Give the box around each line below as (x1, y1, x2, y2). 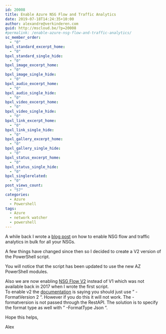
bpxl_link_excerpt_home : (5, 118, 56, 123)
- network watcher (9, 215, 48, 220)
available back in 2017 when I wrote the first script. (5, 283, 109, 289)
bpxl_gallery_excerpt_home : (5, 137, 63, 142)
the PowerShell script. (5, 253, 51, 259)
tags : (5, 206, 16, 211)
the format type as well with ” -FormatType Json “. (5, 304, 108, 311)
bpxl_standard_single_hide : (5, 53, 63, 59)
